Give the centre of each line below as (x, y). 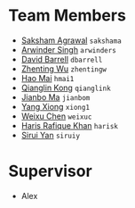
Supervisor (50, 171)
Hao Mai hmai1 (48, 78)
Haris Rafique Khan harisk (70, 125)
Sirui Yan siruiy (51, 135)
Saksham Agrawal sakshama (71, 40)
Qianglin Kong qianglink (66, 87)
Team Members (67, 16)
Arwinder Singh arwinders (68, 49)
